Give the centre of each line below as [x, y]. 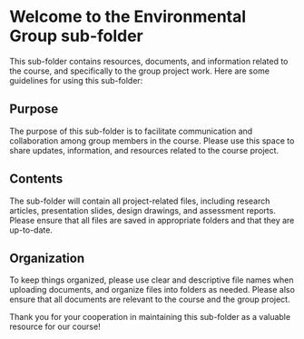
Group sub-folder [76, 36]
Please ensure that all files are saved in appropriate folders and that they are [152, 220]
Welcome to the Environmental [128, 17]
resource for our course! [55, 327]
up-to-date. [31, 230]
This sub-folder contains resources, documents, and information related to [149, 61]
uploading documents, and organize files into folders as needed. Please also [152, 290]
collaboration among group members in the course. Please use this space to [152, 140]
